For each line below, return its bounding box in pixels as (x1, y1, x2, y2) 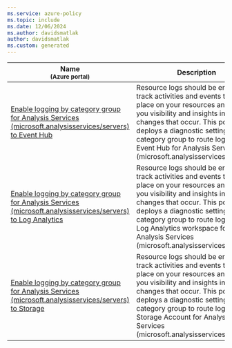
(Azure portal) (50, 73, 90, 80)
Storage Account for (136, 312, 202, 322)
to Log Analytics (10, 215, 64, 224)
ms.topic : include (7, 17, 60, 23)
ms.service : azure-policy (7, 10, 81, 17)
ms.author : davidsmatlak (7, 29, 79, 37)
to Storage (10, 304, 45, 313)
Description (177, 68, 216, 77)
